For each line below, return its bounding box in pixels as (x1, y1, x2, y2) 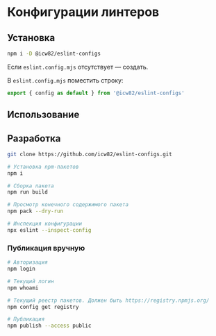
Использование (7, 109, 80, 121)
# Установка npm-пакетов (7, 163, 79, 170)
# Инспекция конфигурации (7, 220, 82, 228)
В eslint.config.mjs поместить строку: (7, 76, 124, 84)
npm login (7, 265, 36, 272)
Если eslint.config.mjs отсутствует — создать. (7, 62, 149, 71)
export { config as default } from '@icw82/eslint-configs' (7, 90, 185, 96)
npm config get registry (7, 303, 79, 310)
